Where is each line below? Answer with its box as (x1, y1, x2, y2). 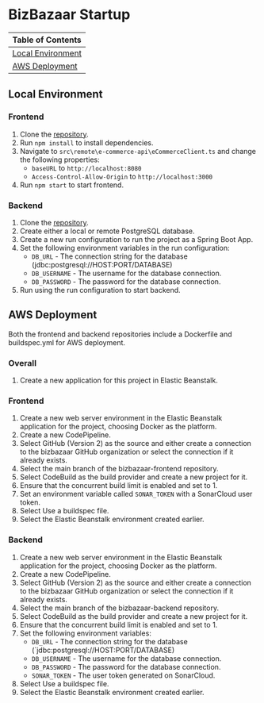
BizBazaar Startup (8, 6, 131, 24)
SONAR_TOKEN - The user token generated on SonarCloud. (31, 670, 216, 680)
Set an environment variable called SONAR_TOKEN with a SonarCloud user (19, 490, 253, 499)
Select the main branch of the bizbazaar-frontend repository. (19, 464, 220, 474)
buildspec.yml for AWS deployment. (8, 337, 125, 347)
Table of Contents (12, 34, 82, 45)
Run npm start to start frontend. (19, 180, 124, 190)
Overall (8, 357, 37, 368)
